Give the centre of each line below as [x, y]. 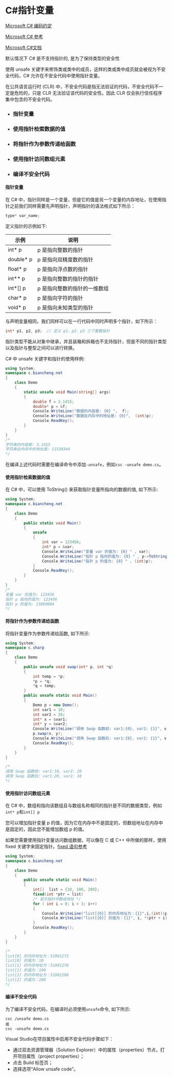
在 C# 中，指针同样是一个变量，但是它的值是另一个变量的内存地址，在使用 [84, 199]
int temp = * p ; [49, 676]
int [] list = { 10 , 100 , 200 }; [66, 889]
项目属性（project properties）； [51, 1056]
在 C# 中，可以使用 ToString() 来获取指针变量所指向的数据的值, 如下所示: [82, 489]
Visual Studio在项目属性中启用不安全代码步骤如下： [60, 1039]
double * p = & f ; [50, 406]
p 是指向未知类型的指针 [66, 307]
